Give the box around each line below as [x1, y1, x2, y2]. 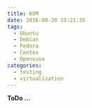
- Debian [13, 36, 39, 43]
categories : [7, 62, 42, 69]
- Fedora [13, 43, 39, 49]
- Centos [13, 49, 39, 56]
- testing [13, 68, 42, 75]
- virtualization [13, 75, 64, 82]
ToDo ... [7, 94, 31, 102]
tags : [7, 23, 23, 30]
